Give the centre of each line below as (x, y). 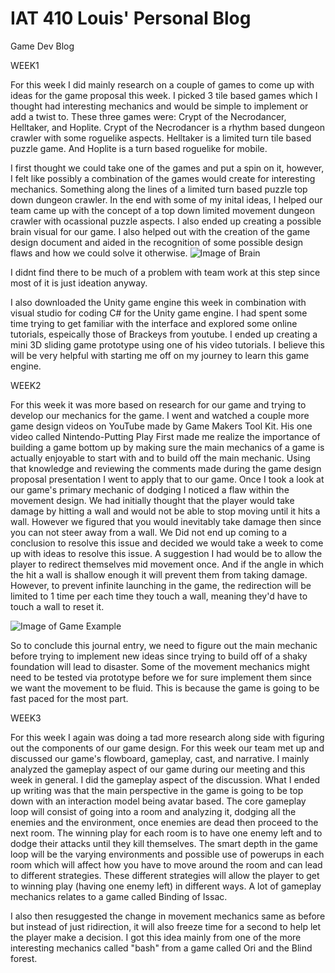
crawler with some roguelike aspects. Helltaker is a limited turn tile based (161, 138)
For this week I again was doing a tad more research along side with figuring (167, 737)
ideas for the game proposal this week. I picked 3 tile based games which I (164, 95)
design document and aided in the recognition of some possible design (157, 242)
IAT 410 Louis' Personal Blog (131, 18)
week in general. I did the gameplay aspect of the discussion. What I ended (165, 779)
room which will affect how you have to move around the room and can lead (166, 864)
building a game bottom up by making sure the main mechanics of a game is (167, 447)
